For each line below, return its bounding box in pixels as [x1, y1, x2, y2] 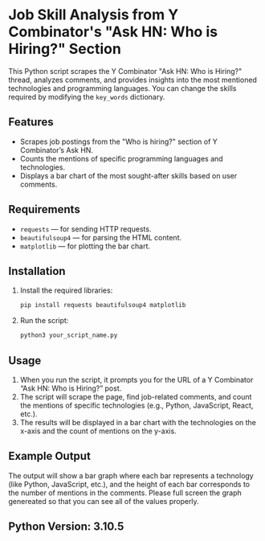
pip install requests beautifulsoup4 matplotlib [19, 301, 186, 309]
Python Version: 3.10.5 [8, 520, 124, 534]
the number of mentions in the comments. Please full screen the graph [8, 488, 243, 498]
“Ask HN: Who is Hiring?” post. [19, 383, 122, 393]
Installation [8, 264, 66, 278]
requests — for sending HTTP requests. [19, 223, 152, 234]
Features [8, 115, 54, 129]
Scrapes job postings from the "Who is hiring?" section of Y [19, 137, 218, 146]
